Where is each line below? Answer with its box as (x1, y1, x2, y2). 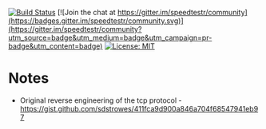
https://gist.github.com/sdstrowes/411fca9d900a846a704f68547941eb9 (19, 104, 259, 113)
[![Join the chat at (57, 8, 116, 17)
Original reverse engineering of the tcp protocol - (19, 96, 182, 105)
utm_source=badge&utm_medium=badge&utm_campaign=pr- (8, 33, 212, 42)
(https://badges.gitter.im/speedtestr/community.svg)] (8, 16, 184, 25)
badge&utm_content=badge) (8, 41, 103, 51)
